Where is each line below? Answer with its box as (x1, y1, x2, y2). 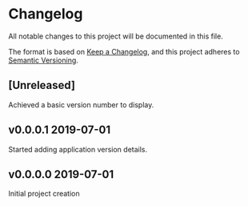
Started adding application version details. (8, 144, 148, 154)
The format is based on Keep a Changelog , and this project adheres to (8, 46, 240, 56)
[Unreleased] (8, 79, 76, 92)
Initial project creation (8, 189, 80, 199)
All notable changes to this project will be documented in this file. (8, 31, 224, 41)
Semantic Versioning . (8, 55, 78, 65)
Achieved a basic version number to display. (8, 99, 154, 109)
